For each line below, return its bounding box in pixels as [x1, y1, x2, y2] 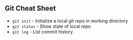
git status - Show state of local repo [12, 23, 91, 29]
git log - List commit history [12, 28, 73, 35]
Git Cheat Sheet [5, 4, 56, 13]
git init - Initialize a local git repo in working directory [12, 17, 128, 24]
